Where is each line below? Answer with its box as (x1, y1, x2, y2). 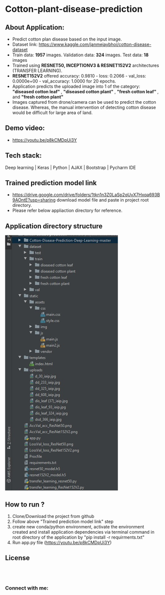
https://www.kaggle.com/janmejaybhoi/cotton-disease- (38, 41, 152, 47)
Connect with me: (5, 584, 49, 591)
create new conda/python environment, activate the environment (12, 524, 144, 530)
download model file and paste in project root (56, 197, 149, 203)
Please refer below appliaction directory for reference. (12, 207, 123, 213)
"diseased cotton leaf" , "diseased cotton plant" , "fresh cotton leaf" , (12, 89, 159, 94)
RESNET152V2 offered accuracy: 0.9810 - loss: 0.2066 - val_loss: (12, 73, 146, 79)
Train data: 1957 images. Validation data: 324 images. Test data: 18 (12, 52, 149, 58)
